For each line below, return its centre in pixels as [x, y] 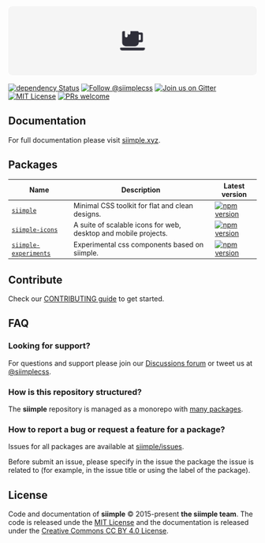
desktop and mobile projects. [121, 233]
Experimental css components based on [139, 244]
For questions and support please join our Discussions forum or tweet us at [131, 363]
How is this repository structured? [75, 392]
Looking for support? [49, 346]
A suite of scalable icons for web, [127, 225]
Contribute [35, 279]
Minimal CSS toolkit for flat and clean [133, 206]
